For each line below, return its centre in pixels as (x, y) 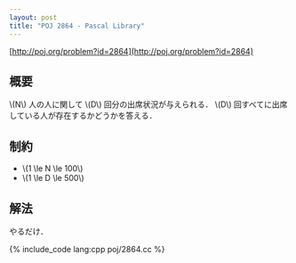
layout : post (33, 17)
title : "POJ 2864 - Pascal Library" (77, 26)
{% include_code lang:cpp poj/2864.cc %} (87, 249)
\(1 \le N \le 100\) (52, 168)
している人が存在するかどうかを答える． (83, 116)
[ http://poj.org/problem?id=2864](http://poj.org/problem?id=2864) (132, 51)
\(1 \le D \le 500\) (53, 178)
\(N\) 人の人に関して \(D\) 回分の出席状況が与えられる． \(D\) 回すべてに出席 (148, 104)
